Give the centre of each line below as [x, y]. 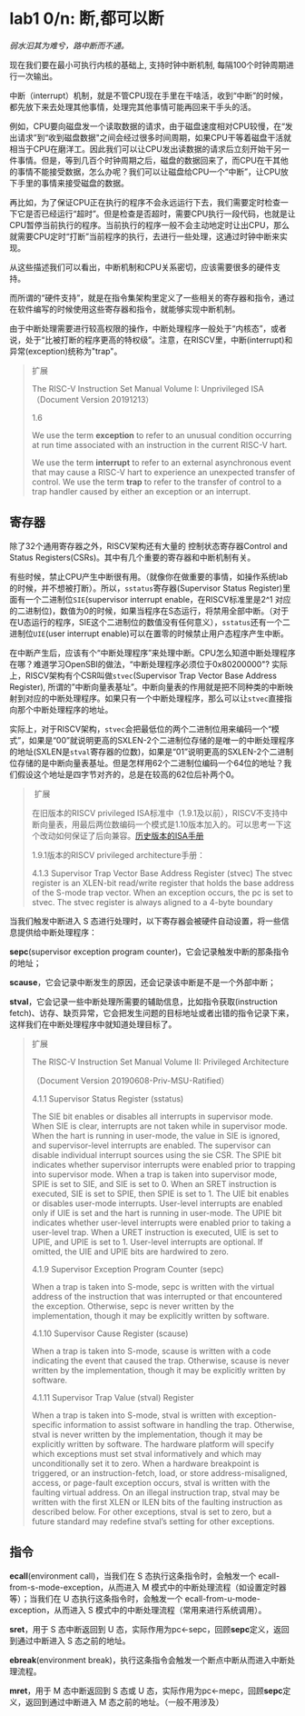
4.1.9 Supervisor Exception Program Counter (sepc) [128, 1269]
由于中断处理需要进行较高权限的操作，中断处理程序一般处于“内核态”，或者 [148, 328]
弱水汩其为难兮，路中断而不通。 [69, 45]
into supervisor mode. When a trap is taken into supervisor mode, [154, 1174]
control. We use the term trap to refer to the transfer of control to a [157, 482]
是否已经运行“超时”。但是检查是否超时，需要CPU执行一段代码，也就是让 [160, 214]
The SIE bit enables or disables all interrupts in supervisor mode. [152, 1116]
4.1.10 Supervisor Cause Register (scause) [110, 1333]
